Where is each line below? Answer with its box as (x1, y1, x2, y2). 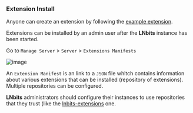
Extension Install (6, 5, 55, 13)
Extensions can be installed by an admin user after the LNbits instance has (6, 29, 188, 36)
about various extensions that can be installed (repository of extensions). (6, 76, 184, 84)
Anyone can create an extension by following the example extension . (6, 18, 173, 25)
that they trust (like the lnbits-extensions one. (6, 100, 117, 107)
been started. (6, 36, 39, 43)
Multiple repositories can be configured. (6, 82, 104, 89)
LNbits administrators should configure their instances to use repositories (6, 94, 185, 101)
